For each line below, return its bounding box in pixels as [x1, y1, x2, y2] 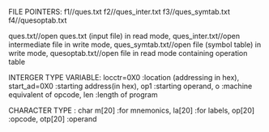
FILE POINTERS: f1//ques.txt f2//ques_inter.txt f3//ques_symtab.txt [8, 7, 231, 16]
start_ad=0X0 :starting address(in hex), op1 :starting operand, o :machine [8, 81, 253, 91]
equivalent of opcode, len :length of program [8, 90, 158, 100]
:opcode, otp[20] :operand [8, 114, 97, 124]
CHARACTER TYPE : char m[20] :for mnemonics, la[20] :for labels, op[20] [8, 105, 255, 115]
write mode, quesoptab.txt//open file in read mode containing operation [8, 49, 248, 57]
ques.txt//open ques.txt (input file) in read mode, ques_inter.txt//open [8, 32, 241, 40]
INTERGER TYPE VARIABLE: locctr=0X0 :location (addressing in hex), [8, 73, 240, 82]
